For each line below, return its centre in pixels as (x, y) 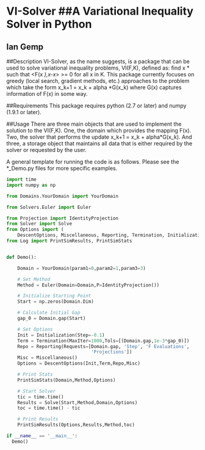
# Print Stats (35, 374)
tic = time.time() (41, 397)
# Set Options (35, 329)
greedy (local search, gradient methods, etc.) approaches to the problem (98, 81)
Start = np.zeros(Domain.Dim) (56, 302)
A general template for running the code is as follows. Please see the (93, 162)
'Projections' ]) (111, 352)
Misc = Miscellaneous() (48, 358)
